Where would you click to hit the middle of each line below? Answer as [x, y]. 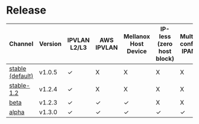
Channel [21, 44]
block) [165, 58]
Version [51, 44]
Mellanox [137, 36]
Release [26, 10]
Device [137, 51]
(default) [21, 76]
